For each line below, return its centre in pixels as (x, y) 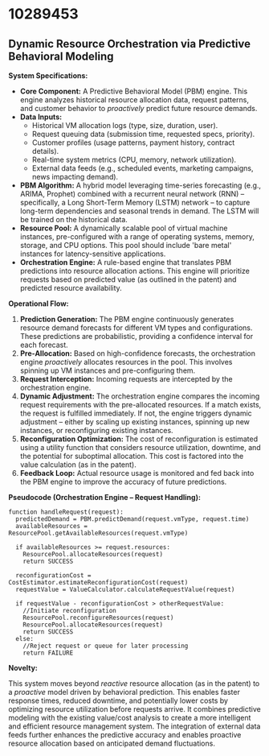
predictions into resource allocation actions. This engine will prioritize (135, 271)
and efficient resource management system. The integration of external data (134, 726)
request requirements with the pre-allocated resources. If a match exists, (141, 405)
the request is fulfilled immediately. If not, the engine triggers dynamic (136, 413)
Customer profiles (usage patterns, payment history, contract (133, 143)
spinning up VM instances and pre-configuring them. (108, 370)
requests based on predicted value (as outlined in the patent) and (128, 279)
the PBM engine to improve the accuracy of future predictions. (123, 481)
